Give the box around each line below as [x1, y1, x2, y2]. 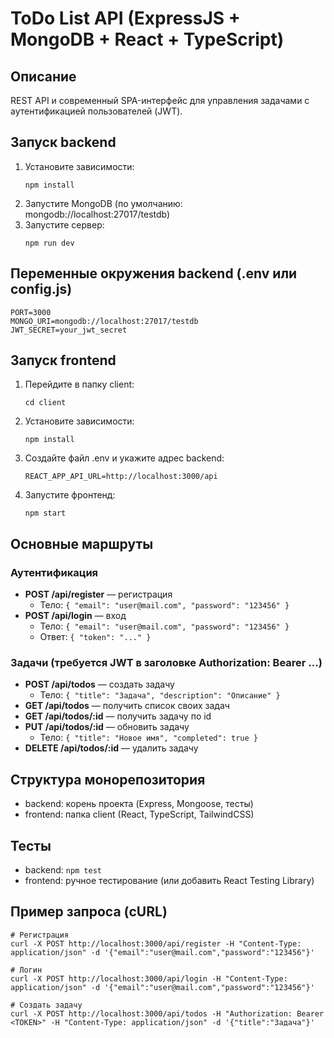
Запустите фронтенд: [24, 489, 116, 501]
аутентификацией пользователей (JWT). [10, 105, 183, 117]
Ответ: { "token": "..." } [39, 631, 152, 643]
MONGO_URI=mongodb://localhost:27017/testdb [10, 316, 199, 326]
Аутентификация [10, 565, 99, 579]
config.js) [10, 281, 73, 298]
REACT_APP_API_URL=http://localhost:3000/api [24, 472, 218, 482]
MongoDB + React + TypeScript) [10, 28, 285, 51]
